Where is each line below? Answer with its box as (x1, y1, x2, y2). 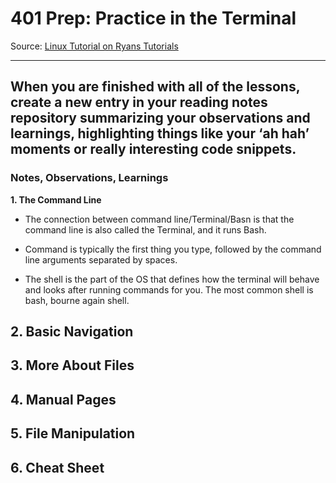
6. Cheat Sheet (10, 459, 105, 476)
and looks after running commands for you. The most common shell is (24, 283, 314, 296)
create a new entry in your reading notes (10, 94, 268, 111)
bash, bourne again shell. (24, 294, 130, 306)
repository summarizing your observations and (10, 110, 311, 127)
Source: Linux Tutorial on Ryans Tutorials (10, 40, 179, 52)
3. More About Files (10, 357, 135, 374)
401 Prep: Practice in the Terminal (10, 7, 297, 30)
